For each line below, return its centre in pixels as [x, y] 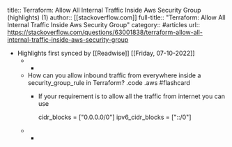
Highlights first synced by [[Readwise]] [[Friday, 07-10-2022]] [106, 53]
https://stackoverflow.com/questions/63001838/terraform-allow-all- [105, 32]
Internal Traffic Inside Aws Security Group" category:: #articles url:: [104, 25]
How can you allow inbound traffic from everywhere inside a [114, 75]
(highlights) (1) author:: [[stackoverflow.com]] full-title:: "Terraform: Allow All [116, 17]
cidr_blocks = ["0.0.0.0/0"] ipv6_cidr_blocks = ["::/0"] [115, 117]
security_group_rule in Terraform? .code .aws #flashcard [109, 83]
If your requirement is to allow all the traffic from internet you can [131, 96]
